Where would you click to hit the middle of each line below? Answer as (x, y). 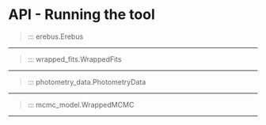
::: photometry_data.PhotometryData (87, 81)
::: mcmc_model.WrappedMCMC (81, 104)
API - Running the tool (82, 15)
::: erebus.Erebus (55, 36)
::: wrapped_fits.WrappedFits (74, 59)
